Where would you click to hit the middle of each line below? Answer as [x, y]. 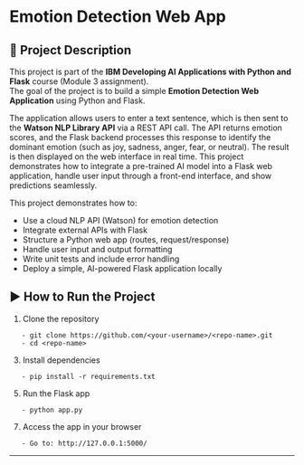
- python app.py [52, 410]
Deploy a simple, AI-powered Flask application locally [122, 268]
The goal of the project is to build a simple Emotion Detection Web [134, 91]
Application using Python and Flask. [77, 100]
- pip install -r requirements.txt [88, 376]
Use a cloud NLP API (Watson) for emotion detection [120, 220]
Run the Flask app [56, 393]
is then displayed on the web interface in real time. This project [127, 157]
